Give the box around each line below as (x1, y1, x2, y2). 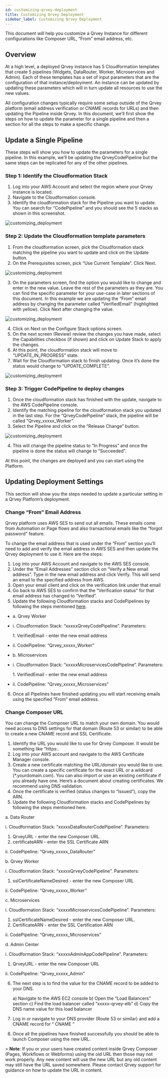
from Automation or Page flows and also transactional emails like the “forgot (5, 525, 163, 531)
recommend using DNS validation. (12, 783, 83, 789)
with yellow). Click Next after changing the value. (12, 306, 114, 312)
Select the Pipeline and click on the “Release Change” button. (12, 423, 140, 429)
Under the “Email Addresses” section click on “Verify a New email (12, 566, 149, 572)
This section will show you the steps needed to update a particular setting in (5, 491, 163, 497)
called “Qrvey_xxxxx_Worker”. (12, 417, 74, 424)
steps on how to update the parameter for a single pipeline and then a (5, 116, 149, 122)
